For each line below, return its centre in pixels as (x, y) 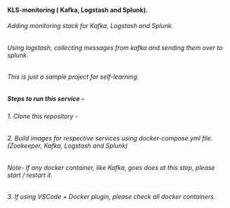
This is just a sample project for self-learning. (73, 77)
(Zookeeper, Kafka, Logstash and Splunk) (68, 145)
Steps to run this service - (46, 99)
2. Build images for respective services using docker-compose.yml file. (110, 138)
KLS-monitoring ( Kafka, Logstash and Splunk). (78, 10)
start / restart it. (30, 175)
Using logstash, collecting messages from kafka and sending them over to (115, 47)
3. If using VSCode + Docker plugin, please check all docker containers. (111, 197)
